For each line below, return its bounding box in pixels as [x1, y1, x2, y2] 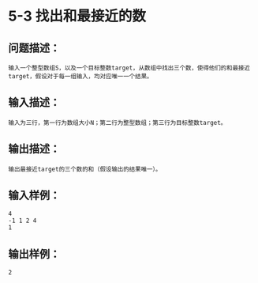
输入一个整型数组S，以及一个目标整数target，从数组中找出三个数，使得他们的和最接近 [8, 64, 251, 72]
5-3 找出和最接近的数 [8, 7, 147, 25]
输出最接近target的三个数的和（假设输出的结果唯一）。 [8, 165, 162, 173]
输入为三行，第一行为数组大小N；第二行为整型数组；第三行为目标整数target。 [8, 119, 227, 126]
